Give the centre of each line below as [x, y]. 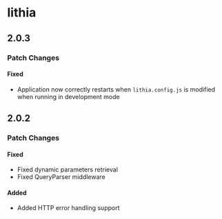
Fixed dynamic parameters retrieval [68, 169]
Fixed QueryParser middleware [61, 177]
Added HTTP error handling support [68, 208]
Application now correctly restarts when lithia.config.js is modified [116, 89]
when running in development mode [68, 96]
